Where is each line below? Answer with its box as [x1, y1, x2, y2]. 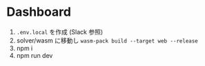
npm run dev [16, 51, 53, 59]
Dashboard [6, 4, 72, 20]
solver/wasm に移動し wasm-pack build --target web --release [16, 36, 198, 45]
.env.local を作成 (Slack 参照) [16, 27, 104, 36]
